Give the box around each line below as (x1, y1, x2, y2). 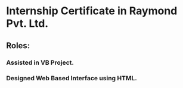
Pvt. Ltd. (6, 17, 49, 30)
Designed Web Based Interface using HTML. (6, 74, 137, 83)
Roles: (6, 40, 30, 51)
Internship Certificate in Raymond (6, 4, 178, 18)
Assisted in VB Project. (6, 58, 75, 67)
